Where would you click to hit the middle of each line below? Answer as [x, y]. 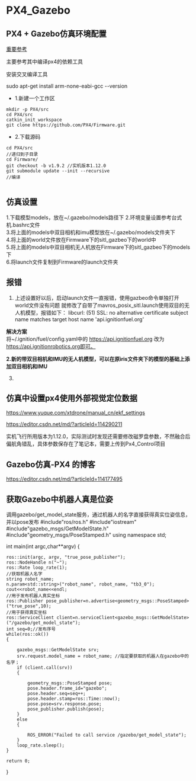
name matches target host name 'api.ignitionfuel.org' [79, 319]
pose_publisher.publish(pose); [66, 709]
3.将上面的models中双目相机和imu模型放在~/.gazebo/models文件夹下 [91, 232]
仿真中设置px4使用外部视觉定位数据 [72, 398]
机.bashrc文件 [23, 225]
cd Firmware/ [22, 159]
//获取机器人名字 [24, 574]
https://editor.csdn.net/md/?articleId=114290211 [64, 424]
